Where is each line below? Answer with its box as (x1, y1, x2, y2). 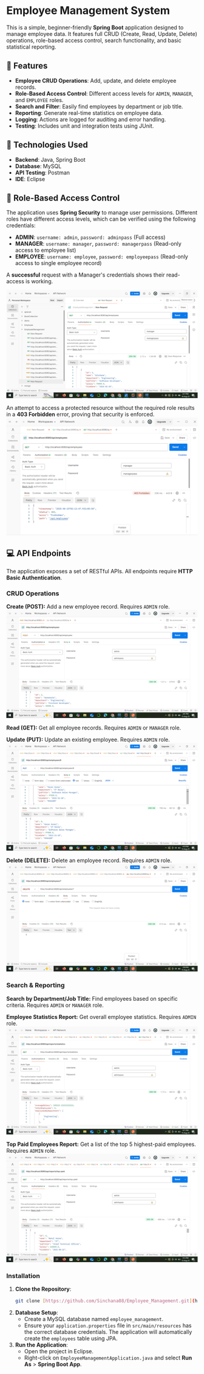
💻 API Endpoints (6, 548, 71, 559)
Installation (6, 1271, 41, 1280)
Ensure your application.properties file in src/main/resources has (24, 1322, 192, 1329)
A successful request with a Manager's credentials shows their (6, 271, 165, 278)
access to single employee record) (15, 260, 102, 267)
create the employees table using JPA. (24, 1334, 118, 1342)
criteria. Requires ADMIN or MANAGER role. (6, 1001, 104, 1009)
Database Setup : (15, 1308, 59, 1316)
